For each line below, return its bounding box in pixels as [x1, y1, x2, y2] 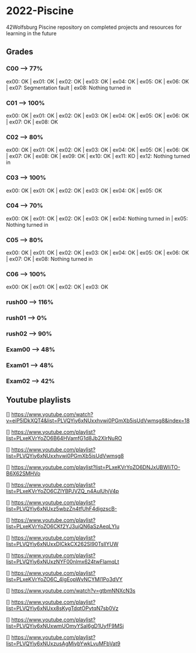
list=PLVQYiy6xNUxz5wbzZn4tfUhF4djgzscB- [6, 505, 118, 512]
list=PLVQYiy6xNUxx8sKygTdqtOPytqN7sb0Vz [6, 604, 119, 612]
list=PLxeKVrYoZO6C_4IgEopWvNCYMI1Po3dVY [6, 575, 123, 582]
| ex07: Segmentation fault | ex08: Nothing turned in [6, 84, 132, 91]
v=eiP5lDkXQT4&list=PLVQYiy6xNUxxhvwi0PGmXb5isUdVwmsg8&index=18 [6, 417, 190, 424]
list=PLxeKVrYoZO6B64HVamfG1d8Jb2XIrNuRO [6, 434, 122, 441]
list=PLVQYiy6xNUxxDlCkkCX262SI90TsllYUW [6, 540, 119, 547]
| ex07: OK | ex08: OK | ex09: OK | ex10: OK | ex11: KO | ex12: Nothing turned [6, 153, 190, 160]
